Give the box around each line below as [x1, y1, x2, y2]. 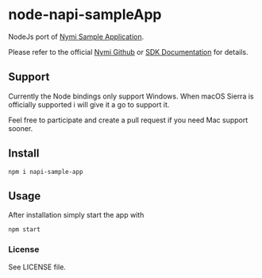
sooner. [8, 123, 33, 133]
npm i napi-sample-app [8, 168, 83, 176]
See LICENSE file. [8, 262, 66, 272]
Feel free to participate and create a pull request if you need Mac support [8, 115, 249, 125]
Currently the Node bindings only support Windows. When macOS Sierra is [8, 91, 254, 101]
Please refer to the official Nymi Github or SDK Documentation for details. [8, 47, 249, 56]
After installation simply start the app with [8, 210, 144, 220]
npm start [8, 226, 41, 234]
